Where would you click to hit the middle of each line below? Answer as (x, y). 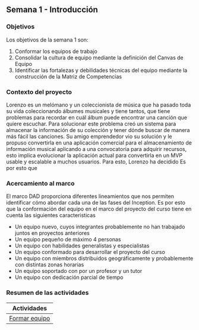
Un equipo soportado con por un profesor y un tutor (78, 271)
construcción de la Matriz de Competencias (68, 76)
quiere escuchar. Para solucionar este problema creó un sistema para (91, 124)
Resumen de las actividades (48, 293)
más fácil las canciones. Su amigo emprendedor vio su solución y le (89, 136)
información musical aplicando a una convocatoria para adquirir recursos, (97, 149)
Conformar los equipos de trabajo (56, 51)
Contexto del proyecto (39, 92)
